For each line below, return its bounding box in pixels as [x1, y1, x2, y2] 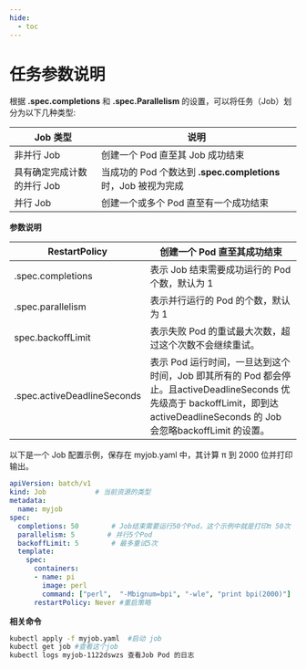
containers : [33, 564, 79, 573]
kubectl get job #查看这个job [9, 643, 118, 652]
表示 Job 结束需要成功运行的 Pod [149, 264, 291, 277]
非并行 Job [14, 149, 61, 162]
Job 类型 [34, 131, 73, 144]
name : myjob [17, 505, 64, 514]
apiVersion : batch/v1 [9, 479, 92, 488]
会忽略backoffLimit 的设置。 [149, 424, 270, 437]
